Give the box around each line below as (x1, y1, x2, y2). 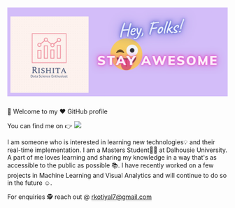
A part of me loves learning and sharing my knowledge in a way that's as (7, 153, 217, 162)
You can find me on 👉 (7, 122, 73, 130)
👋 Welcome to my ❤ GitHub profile (7, 107, 108, 116)
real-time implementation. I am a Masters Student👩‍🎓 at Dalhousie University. (7, 146, 227, 154)
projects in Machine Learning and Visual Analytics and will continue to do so (7, 172, 227, 180)
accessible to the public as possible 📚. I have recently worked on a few (7, 161, 214, 169)
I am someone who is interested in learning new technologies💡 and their (7, 138, 215, 146)
